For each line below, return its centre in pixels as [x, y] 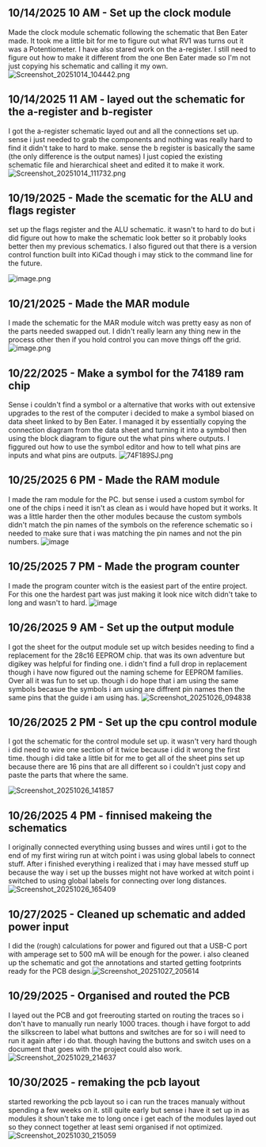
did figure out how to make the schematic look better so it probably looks [127, 238]
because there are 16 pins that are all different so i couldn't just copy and [127, 767]
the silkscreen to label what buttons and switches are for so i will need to [127, 1032]
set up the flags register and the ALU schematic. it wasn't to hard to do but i [132, 230]
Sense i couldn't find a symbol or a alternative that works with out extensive [132, 405]
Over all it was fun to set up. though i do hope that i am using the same [123, 680]
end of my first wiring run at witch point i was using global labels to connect [132, 855]
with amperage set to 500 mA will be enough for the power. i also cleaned [129, 954]
